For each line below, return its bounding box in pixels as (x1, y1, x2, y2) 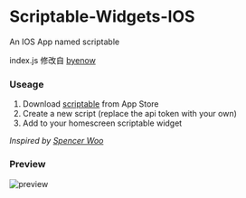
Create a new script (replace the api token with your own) (22, 108, 238, 119)
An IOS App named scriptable (9, 36, 120, 47)
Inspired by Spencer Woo (9, 136, 104, 146)
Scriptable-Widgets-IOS (9, 6, 195, 27)
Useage (9, 78, 44, 90)
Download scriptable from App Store (22, 99, 159, 109)
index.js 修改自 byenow (9, 54, 97, 65)
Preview (9, 158, 46, 171)
